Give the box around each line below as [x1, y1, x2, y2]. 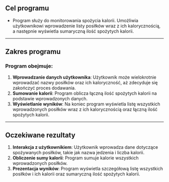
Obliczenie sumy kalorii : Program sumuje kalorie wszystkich [12, 155, 139, 161]
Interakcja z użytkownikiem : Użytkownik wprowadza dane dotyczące [12, 144, 158, 150]
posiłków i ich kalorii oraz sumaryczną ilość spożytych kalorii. [12, 171, 140, 177]
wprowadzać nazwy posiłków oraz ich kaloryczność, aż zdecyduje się [12, 79, 158, 85]
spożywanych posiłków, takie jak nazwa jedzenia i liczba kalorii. [12, 150, 145, 156]
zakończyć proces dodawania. [12, 85, 76, 91]
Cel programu [5, 4, 49, 13]
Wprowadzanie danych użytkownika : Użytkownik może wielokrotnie [12, 74, 157, 80]
